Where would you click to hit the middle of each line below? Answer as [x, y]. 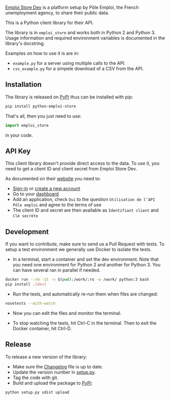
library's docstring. [25, 43]
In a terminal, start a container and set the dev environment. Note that [86, 259]
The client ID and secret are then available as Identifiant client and [86, 210]
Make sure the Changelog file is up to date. [58, 366]
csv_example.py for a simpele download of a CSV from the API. [78, 69]
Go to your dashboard [36, 194]
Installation [23, 84]
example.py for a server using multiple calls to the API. [69, 63]
